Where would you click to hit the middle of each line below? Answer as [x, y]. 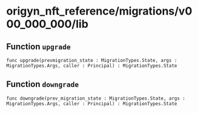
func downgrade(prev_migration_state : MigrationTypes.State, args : [96, 98]
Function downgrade [43, 84]
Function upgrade [38, 46]
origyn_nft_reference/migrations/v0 [99, 11]
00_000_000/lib [48, 24]
